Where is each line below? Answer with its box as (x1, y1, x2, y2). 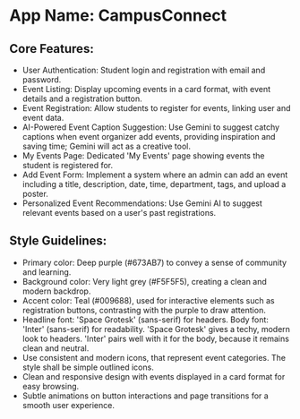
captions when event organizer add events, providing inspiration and (21, 132, 276, 141)
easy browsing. (21, 381, 80, 391)
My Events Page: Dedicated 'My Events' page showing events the (21, 150, 265, 161)
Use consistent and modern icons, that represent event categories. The (21, 352, 287, 363)
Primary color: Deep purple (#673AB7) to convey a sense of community (21, 257, 287, 268)
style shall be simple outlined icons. (21, 362, 154, 372)
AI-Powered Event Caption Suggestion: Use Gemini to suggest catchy (21, 122, 280, 133)
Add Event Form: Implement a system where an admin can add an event (21, 169, 288, 180)
